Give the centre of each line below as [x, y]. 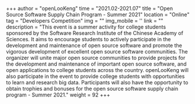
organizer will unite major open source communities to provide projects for [96, 58]
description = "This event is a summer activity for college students [86, 27]
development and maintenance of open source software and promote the [94, 45]
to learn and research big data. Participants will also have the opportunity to [97, 83]
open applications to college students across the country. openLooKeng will [97, 70]
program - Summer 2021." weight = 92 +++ [58, 95]
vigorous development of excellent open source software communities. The [97, 51]
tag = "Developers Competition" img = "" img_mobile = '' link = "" [85, 21]
